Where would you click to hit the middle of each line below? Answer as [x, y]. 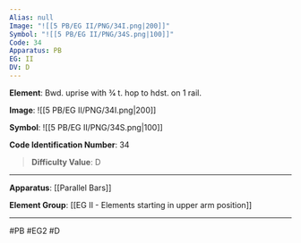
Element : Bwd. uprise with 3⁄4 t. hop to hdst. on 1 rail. [106, 92]
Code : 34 [26, 42]
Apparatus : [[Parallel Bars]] [60, 188]
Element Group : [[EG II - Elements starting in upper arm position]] [131, 205]
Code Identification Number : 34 [69, 145]
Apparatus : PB [36, 51]
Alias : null [31, 17]
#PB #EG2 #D [35, 230]
